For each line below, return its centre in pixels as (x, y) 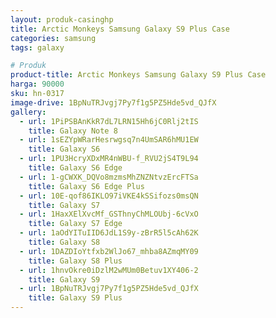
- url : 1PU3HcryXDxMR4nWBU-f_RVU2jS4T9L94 (109, 159)
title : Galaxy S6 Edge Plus (86, 186)
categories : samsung (53, 38)
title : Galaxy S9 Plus (75, 298)
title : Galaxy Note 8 (73, 131)
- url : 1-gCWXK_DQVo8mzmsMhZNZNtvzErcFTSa (109, 177)
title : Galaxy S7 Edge (75, 224)
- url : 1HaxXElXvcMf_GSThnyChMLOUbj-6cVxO (109, 214)
